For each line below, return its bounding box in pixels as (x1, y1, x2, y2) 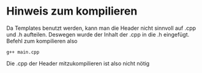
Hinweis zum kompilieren (6, 4, 138, 18)
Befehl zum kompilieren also (6, 37, 78, 44)
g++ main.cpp (6, 49, 40, 55)
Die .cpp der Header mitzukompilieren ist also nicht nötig (6, 60, 150, 67)
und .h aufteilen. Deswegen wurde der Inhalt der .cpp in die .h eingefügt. (6, 30, 190, 38)
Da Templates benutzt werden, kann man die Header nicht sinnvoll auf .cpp (6, 24, 196, 32)
